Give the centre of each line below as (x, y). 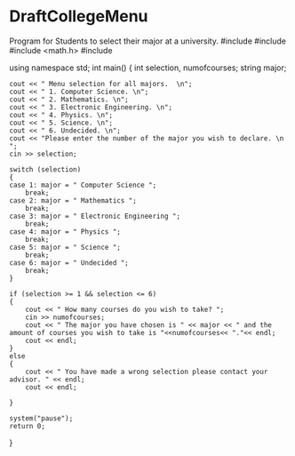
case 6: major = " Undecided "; (69, 263)
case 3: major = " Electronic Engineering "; (95, 216)
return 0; (28, 426)
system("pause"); (41, 418)
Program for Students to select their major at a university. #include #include (148, 41)
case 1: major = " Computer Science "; (83, 185)
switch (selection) (45, 169)
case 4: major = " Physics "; (65, 232)
